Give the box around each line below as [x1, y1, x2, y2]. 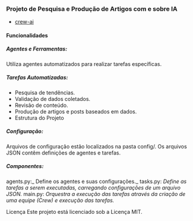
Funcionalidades [6, 31, 49, 39]
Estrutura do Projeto [14, 114, 64, 121]
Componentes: [6, 163, 44, 170]
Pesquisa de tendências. [14, 89, 75, 96]
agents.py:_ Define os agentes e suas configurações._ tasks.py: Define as [6, 178, 187, 185]
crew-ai [14, 18, 34, 26]
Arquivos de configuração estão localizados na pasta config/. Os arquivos [6, 143, 187, 150]
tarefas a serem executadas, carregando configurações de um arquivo [6, 184, 181, 191]
